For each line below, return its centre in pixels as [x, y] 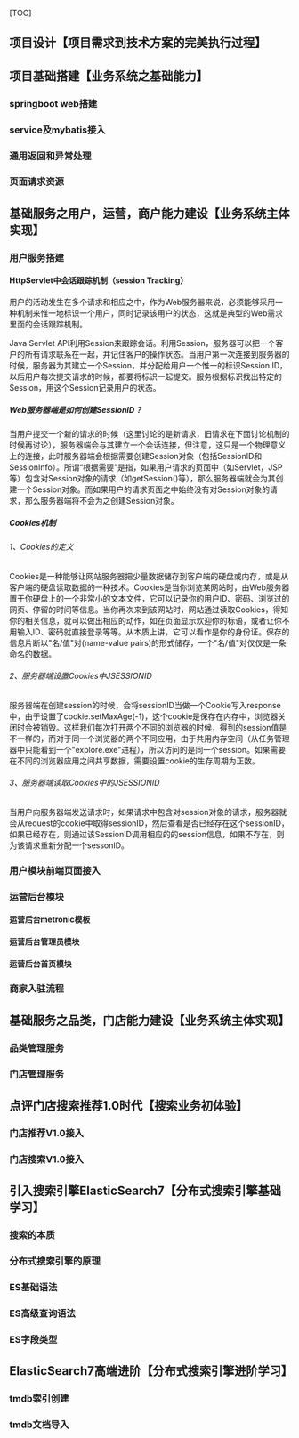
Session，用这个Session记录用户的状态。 [85, 387]
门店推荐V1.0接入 [47, 1134]
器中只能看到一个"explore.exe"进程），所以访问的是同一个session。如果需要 [148, 749]
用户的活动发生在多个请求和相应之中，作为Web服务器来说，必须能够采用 [142, 302]
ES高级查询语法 [42, 1313]
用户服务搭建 [37, 257]
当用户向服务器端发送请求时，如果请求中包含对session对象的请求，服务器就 [148, 812]
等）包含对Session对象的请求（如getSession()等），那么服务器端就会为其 [142, 478]
